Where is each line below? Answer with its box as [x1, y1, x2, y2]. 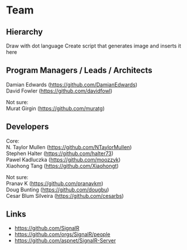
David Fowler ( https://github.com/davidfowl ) [6, 87, 113, 94]
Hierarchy [6, 27, 43, 37]
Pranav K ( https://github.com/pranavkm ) [6, 180, 103, 187]
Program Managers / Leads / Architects [6, 66, 153, 76]
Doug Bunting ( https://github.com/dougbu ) [6, 186, 109, 193]
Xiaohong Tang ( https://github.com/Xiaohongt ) [6, 162, 119, 169]
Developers [6, 122, 49, 132]
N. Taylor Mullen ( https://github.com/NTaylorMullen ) [6, 143, 132, 150]
